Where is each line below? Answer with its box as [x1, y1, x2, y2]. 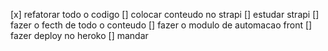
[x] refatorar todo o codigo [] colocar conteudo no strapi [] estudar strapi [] [10, 9, 320, 20]
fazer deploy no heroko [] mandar [10, 30, 149, 41]
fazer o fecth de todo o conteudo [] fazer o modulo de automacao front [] [10, 19, 313, 31]
